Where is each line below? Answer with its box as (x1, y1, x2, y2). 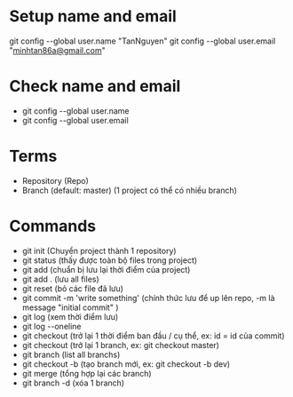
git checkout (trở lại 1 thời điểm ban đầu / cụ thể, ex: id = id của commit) (21, 330, 286, 341)
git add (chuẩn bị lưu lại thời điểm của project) (21, 264, 191, 274)
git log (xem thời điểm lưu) (21, 311, 119, 322)
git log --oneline (21, 321, 82, 331)
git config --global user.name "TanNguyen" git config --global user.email (9, 36, 276, 46)
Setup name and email (9, 6, 178, 27)
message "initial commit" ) (21, 302, 119, 313)
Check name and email (9, 76, 181, 97)
